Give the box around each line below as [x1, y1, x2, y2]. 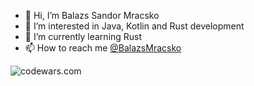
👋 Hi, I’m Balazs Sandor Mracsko [24, 10, 160, 21]
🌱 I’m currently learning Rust [24, 31, 143, 42]
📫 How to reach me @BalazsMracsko [24, 42, 182, 54]
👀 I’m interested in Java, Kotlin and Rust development [24, 20, 245, 32]
